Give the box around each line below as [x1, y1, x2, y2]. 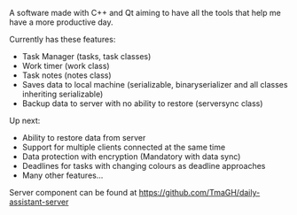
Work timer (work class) [21, 61, 110, 71]
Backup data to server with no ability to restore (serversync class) [21, 98, 263, 109]
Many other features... [21, 170, 104, 180]
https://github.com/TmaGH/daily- [138, 188, 261, 197]
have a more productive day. [9, 17, 113, 27]
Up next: [9, 115, 41, 126]
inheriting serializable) [21, 88, 104, 99]
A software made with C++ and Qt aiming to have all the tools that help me [9, 8, 281, 18]
